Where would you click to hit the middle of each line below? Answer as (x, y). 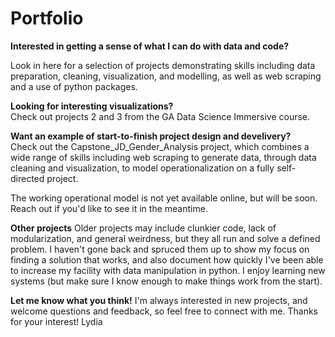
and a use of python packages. (74, 86)
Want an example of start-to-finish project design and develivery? (151, 136)
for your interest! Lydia (56, 321)
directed (27, 178)
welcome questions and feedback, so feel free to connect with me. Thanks (164, 311)
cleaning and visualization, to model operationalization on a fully (142, 168)
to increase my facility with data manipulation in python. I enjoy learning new (168, 270)
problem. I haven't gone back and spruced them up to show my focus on (160, 249)
